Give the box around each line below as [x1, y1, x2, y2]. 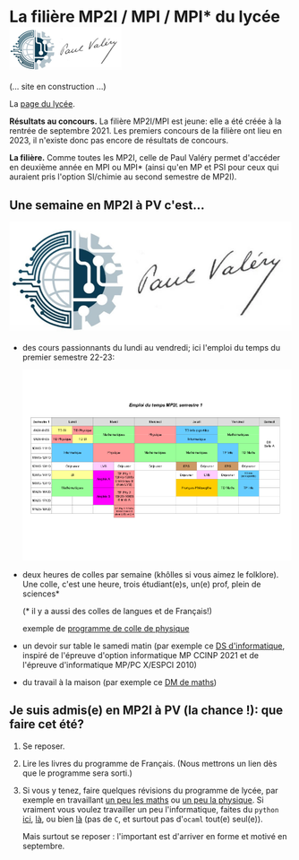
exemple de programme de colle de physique [21, 622, 190, 633]
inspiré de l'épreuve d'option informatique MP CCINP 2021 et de [21, 649, 260, 660]
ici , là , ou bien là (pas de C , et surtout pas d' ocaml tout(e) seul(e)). [21, 813, 263, 824]
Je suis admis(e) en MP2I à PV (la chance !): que [9, 703, 284, 718]
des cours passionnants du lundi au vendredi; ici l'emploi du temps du [21, 343, 280, 353]
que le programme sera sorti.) [21, 768, 132, 778]
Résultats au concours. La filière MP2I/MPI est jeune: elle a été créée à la [9, 116, 282, 126]
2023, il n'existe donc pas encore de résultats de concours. [9, 135, 229, 146]
